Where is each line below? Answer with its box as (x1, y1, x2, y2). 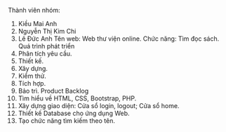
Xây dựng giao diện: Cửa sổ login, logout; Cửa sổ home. (18, 102, 180, 110)
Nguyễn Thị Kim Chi (18, 27, 77, 35)
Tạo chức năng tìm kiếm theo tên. (18, 117, 115, 125)
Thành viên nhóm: (8, 6, 60, 14)
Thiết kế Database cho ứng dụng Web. (18, 109, 130, 117)
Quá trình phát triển (18, 42, 75, 50)
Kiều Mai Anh (18, 20, 58, 27)
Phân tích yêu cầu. (18, 49, 72, 58)
